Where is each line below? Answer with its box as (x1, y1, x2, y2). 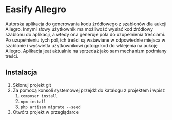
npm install (20, 99, 46, 104)
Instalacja (5, 68, 37, 77)
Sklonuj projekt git (12, 82, 51, 88)
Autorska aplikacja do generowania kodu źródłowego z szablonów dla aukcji (5, 21, 167, 27)
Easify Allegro (5, 4, 67, 15)
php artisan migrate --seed (20, 104, 81, 110)
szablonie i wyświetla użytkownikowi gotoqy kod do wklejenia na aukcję (5, 42, 158, 48)
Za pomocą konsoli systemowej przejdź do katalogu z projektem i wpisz (12, 87, 165, 93)
